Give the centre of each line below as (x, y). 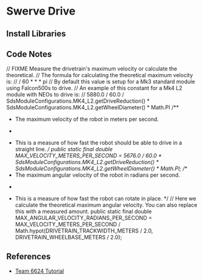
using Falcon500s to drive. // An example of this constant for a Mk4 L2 (95, 88)
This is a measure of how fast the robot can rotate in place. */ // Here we (105, 199)
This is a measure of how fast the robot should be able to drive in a (98, 143)
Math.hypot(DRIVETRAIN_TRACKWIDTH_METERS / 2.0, (84, 231)
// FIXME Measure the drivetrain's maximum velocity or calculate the (92, 69)
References (28, 256)
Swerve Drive (41, 11)
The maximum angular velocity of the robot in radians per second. (98, 175)
